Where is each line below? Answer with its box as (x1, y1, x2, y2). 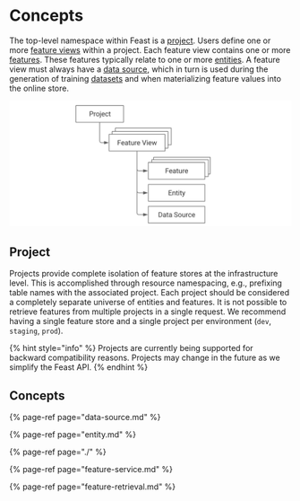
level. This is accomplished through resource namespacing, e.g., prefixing (9, 277, 282, 288)
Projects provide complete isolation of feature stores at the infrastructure (9, 268, 279, 279)
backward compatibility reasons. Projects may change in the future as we (9, 352, 280, 364)
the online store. (9, 83, 70, 93)
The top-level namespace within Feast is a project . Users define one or (9, 35, 271, 46)
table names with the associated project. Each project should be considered (9, 287, 289, 298)
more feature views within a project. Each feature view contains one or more (9, 44, 291, 55)
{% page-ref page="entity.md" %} (9, 429, 137, 440)
